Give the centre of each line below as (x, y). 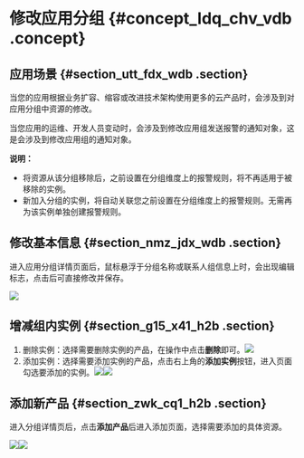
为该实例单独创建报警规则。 (74, 212)
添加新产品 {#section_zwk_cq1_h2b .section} (138, 404)
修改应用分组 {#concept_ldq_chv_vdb (151, 19)
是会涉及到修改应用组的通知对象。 (73, 139)
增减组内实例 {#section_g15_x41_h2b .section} (142, 326)
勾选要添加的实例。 (58, 372)
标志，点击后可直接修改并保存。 (69, 278)
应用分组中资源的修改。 (53, 109)
